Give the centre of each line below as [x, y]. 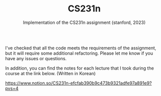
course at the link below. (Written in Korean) [51, 73]
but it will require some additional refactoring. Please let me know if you [79, 53]
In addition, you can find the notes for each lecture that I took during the [79, 68]
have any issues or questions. [36, 58]
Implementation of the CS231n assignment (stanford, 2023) [84, 22]
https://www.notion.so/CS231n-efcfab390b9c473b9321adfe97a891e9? [78, 83]
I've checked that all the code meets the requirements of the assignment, [81, 48]
